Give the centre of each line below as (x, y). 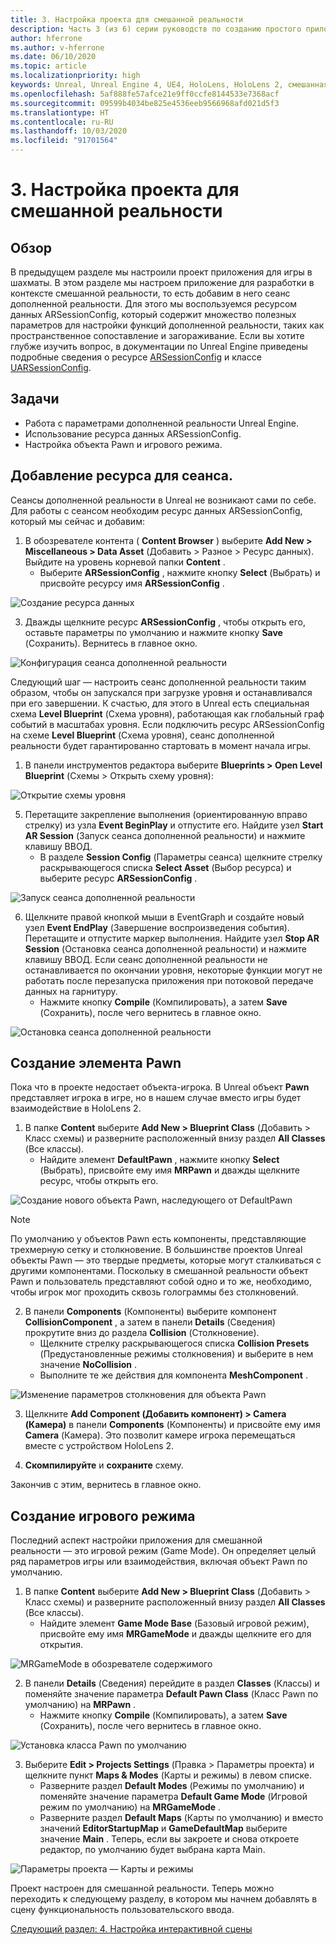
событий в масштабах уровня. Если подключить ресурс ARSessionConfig (167, 724)
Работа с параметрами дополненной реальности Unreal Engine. (161, 423)
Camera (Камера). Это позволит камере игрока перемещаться (160, 1435)
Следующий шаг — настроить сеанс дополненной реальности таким (158, 682)
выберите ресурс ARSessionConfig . (118, 878)
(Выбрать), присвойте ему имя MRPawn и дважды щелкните (169, 1170)
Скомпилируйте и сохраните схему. (104, 1465)
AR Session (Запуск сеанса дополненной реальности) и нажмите (165, 835)
